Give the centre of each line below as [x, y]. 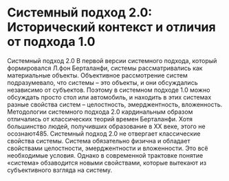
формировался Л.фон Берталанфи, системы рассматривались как [105, 68]
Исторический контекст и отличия [111, 27]
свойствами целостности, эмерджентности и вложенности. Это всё [108, 148]
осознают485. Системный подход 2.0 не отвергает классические [104, 133]
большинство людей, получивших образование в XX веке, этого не [106, 126]
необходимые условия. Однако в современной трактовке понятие [105, 155]
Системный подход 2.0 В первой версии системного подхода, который [112, 60]
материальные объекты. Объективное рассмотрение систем [97, 75]
